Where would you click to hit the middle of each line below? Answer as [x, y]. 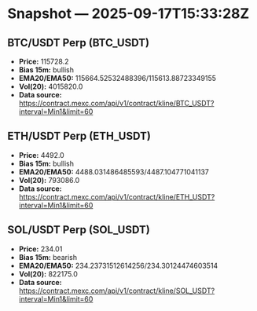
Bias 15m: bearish [48, 257]
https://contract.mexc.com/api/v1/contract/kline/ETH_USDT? [117, 196]
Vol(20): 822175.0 [48, 274]
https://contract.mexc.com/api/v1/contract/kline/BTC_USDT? [116, 103]
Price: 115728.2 [44, 61]
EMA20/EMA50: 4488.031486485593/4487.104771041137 [114, 172]
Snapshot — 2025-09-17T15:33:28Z [128, 14]
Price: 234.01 [40, 249]
